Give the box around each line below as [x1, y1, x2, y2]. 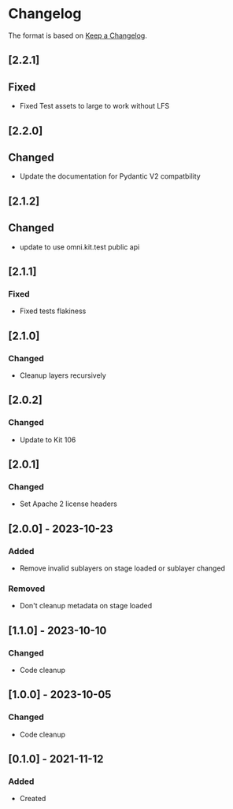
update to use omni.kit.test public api [19, 242, 140, 252]
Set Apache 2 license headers [19, 499, 118, 508]
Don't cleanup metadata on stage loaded [19, 601, 152, 611]
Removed [8, 583, 46, 594]
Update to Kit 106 [19, 434, 76, 445]
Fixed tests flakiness [19, 306, 87, 316]
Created [19, 794, 46, 803]
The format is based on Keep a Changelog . [8, 31, 147, 40]
